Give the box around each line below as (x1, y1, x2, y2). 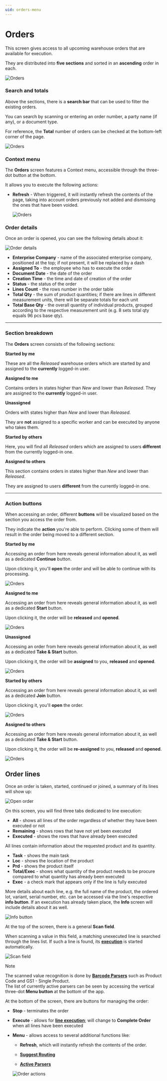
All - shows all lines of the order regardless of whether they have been (12, 817, 158, 823)
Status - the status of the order (12, 281, 77, 287)
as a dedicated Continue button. (5, 556, 72, 562)
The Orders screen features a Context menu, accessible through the (5, 167, 146, 173)
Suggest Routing (19, 1051, 56, 1057)
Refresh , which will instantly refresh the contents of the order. (19, 1042, 147, 1048)
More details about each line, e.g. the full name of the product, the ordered (5, 888, 158, 894)
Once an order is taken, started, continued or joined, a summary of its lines (5, 783, 159, 789)
